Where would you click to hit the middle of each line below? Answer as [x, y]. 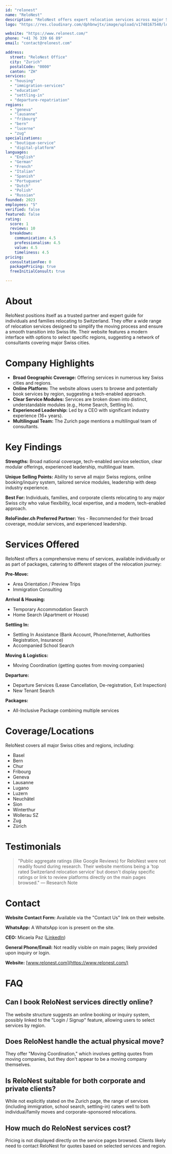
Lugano [21, 788]
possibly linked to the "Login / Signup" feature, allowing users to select [80, 1020]
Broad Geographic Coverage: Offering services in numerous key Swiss [88, 377]
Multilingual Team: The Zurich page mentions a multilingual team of [85, 421]
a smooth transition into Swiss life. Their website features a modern [76, 331]
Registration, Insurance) [38, 640]
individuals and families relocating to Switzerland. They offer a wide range [83, 321]
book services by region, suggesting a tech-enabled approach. [79, 394]
